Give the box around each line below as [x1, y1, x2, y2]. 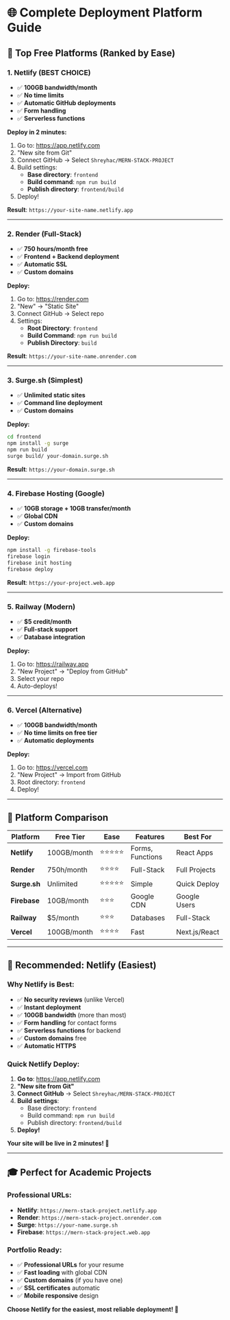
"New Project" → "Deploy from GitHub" [16, 667, 128, 675]
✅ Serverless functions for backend [16, 1026, 121, 1034]
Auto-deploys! [16, 682, 58, 691]
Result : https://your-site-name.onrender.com [7, 352, 137, 360]
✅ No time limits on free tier [16, 729, 98, 737]
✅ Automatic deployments [16, 737, 94, 745]
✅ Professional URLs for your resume [16, 1261, 125, 1269]
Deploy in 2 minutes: [7, 128, 67, 136]
